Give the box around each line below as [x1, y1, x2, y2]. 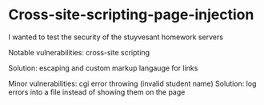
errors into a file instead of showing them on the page [8, 87, 186, 97]
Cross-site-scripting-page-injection [8, 6, 254, 24]
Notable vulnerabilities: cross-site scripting [8, 47, 150, 57]
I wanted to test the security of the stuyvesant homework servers [8, 32, 224, 42]
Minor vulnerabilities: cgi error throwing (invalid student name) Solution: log [8, 79, 257, 88]
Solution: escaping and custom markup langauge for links [8, 63, 198, 73]
